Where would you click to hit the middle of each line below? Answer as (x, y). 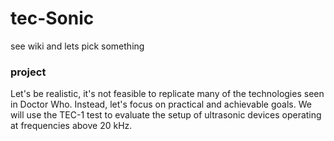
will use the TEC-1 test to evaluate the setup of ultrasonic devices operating (166, 115)
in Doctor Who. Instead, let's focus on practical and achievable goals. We (161, 104)
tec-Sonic (52, 18)
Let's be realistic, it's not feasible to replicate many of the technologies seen (167, 94)
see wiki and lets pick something (77, 46)
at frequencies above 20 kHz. (71, 126)
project (28, 72)
